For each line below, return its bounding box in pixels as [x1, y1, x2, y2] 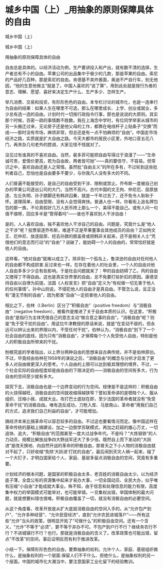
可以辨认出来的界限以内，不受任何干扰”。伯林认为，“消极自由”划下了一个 [9, 326, 155, 333]
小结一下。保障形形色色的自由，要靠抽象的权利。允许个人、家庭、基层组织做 [5, 546, 158, 552]
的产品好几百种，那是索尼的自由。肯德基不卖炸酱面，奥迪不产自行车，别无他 [5, 76, 158, 83]
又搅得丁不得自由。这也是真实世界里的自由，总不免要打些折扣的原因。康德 [5, 274, 154, 280]
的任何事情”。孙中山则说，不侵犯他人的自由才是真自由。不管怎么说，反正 [5, 286, 152, 292]
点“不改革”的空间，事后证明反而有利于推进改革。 [5, 536, 103, 542]
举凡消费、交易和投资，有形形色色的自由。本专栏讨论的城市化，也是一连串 [5, 99, 154, 105]
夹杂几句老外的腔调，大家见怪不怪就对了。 [17, 141, 103, 147]
